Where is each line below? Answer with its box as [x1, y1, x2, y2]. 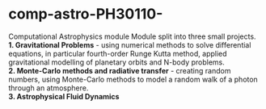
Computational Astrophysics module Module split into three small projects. [8, 31, 256, 41]
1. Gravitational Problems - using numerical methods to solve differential [8, 40, 251, 49]
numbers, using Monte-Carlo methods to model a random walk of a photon [8, 74, 259, 84]
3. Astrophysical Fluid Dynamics [8, 91, 120, 101]
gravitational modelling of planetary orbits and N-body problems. [8, 57, 225, 67]
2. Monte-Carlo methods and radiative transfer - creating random [8, 65, 231, 75]
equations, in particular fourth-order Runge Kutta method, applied [8, 48, 228, 58]
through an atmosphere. [8, 82, 89, 93]
